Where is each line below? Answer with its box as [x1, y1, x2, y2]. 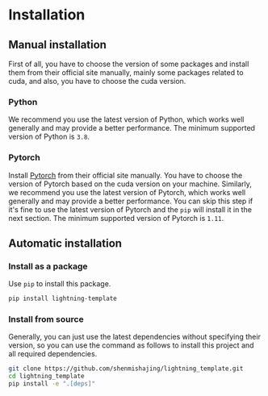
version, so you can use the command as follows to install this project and [8, 340, 254, 350]
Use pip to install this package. [8, 279, 111, 289]
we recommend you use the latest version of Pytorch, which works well [8, 187, 246, 197]
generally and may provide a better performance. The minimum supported [8, 123, 256, 133]
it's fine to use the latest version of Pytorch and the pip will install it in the [8, 204, 253, 215]
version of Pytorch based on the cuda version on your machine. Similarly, [8, 179, 253, 189]
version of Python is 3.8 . [8, 131, 90, 142]
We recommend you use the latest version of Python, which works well [8, 115, 245, 124]
